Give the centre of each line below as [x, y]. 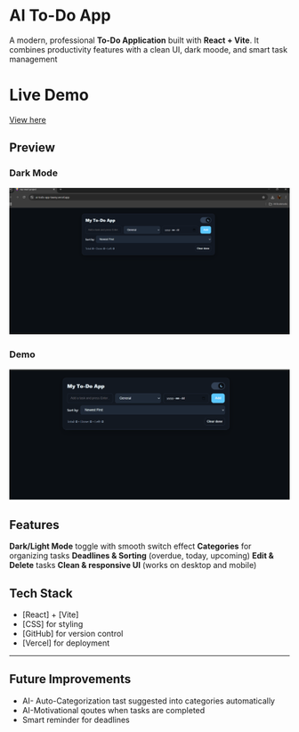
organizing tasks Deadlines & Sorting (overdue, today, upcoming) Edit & [141, 556]
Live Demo [49, 95]
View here [28, 119]
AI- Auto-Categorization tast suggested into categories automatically [149, 701]
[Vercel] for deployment [65, 643]
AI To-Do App [60, 16]
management [33, 59]
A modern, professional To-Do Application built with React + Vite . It [134, 40]
